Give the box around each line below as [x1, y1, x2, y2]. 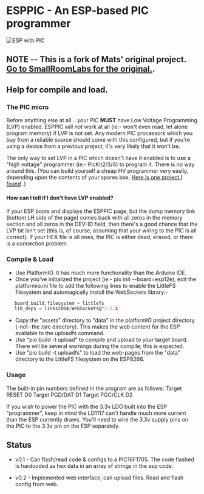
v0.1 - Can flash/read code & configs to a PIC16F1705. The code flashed [15, 456, 194, 463]
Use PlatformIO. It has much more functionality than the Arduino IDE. [15, 269, 187, 276]
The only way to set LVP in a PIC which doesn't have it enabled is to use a [6, 155, 191, 162]
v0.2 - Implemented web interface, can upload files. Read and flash [15, 474, 184, 481]
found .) [6, 180, 26, 187]
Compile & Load [6, 255, 53, 263]
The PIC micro [6, 103, 49, 111]
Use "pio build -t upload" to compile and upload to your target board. [15, 336, 188, 344]
